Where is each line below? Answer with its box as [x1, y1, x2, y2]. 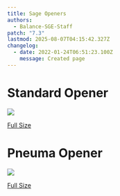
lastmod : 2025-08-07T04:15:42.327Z [7, 36, 110, 43]
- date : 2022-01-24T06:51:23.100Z [13, 49, 113, 56]
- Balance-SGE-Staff [13, 23, 73, 30]
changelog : [7, 42, 39, 49]
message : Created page [19, 55, 85, 62]
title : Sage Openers [7, 10, 67, 17]
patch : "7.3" [7, 29, 45, 37]
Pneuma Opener [7, 145, 103, 161]
